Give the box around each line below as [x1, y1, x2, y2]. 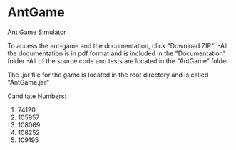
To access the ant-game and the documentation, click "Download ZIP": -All [7, 41, 228, 50]
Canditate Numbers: [7, 92, 66, 100]
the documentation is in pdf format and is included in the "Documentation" [7, 49, 227, 58]
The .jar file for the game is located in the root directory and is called [7, 70, 209, 79]
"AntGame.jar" [7, 77, 50, 86]
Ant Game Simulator [7, 28, 66, 36]
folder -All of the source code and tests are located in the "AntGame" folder [7, 56, 229, 65]
